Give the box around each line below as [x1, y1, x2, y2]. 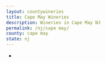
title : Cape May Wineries [6, 14, 69, 20]
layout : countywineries [6, 8, 64, 15]
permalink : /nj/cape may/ [6, 25, 69, 31]
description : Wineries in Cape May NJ [6, 19, 101, 25]
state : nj [6, 36, 30, 42]
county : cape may [6, 31, 49, 37]
